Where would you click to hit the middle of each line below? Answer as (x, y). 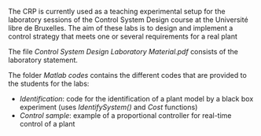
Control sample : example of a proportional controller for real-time (125, 116)
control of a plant (47, 124)
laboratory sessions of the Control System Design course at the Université (129, 20)
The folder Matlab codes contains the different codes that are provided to (128, 75)
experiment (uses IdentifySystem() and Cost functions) (108, 107)
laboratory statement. (43, 60)
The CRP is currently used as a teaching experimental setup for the (117, 11)
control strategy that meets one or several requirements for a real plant (123, 36)
